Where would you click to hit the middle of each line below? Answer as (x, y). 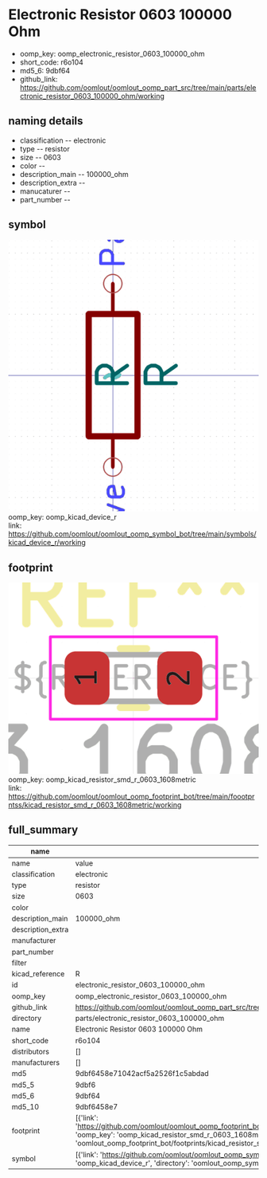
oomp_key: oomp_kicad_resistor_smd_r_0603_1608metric (103, 779)
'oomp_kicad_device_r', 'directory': (132, 1163)
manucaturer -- (45, 191)
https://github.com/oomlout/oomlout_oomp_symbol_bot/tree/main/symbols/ (132, 534)
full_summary (43, 830)
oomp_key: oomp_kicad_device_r (63, 517)
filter (19, 963)
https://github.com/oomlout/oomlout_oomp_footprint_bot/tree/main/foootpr (132, 797)
